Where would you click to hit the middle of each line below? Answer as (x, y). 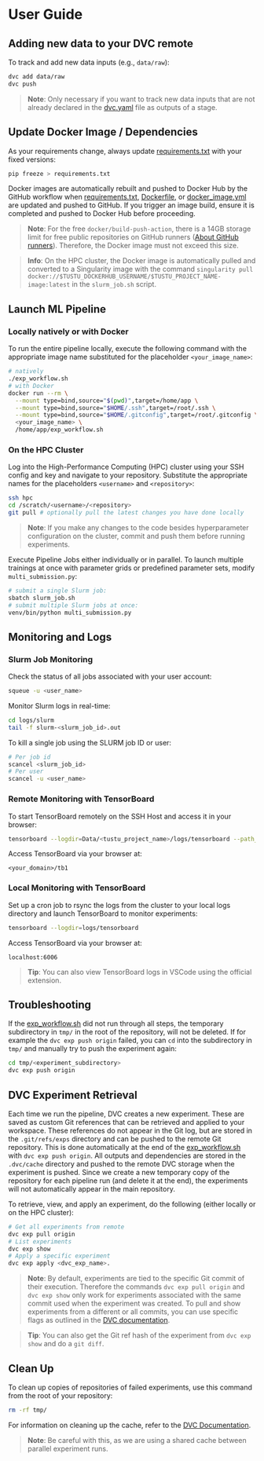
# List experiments (40, 1241)
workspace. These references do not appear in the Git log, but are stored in (130, 1130)
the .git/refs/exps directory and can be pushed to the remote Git (115, 1139)
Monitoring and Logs (60, 637)
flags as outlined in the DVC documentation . (99, 1320)
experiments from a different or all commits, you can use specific (132, 1312)
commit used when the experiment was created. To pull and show (134, 1304)
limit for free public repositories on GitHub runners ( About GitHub (133, 237)
